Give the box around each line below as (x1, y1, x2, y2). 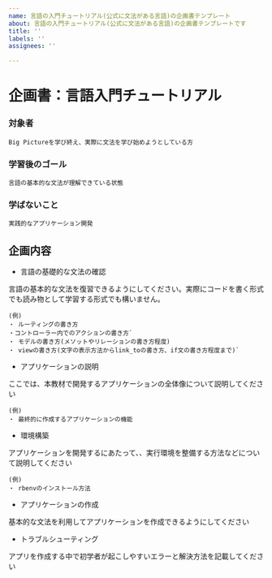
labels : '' (8, 34, 45, 43)
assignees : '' (8, 42, 57, 50)
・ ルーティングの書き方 (8, 321, 79, 329)
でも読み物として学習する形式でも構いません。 (8, 294, 165, 304)
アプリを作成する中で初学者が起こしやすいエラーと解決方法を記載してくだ (8, 551, 257, 561)
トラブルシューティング (19, 534, 99, 544)
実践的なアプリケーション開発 (8, 220, 93, 228)
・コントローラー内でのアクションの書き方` (8, 330, 133, 338)
